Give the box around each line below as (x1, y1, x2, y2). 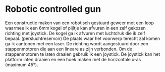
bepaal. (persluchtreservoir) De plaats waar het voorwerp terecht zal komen (5, 36, 160, 41)
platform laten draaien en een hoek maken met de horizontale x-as (5, 56, 141, 62)
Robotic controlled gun (5, 3, 101, 15)
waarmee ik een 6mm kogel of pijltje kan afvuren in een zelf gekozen (5, 25, 146, 31)
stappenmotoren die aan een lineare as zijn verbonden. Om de (5, 46, 133, 52)
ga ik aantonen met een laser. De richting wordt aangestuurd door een (5, 40, 149, 46)
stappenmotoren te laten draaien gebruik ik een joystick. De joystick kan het (5, 51, 160, 57)
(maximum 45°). (5, 62, 38, 68)
